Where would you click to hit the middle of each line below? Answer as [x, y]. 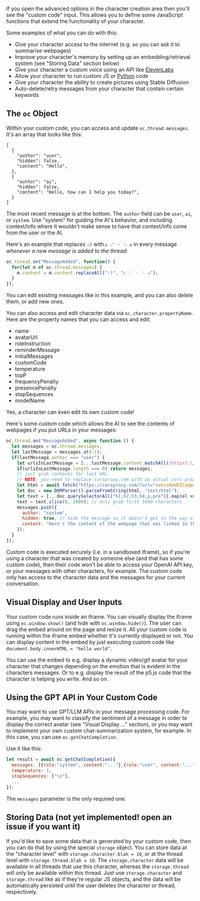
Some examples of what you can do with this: [62, 33]
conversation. [23, 584]
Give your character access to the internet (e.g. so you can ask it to [97, 44]
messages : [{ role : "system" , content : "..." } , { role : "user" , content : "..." [104, 765]
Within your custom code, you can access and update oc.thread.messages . [98, 128]
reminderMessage [37, 350]
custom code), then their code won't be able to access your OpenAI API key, [100, 565]
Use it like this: [24, 749]
